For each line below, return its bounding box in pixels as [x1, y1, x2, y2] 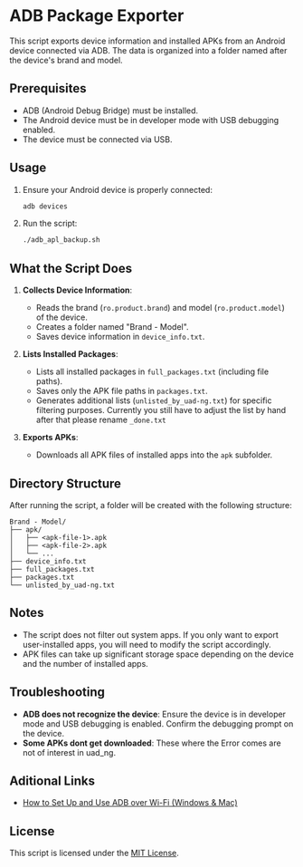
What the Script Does [9, 260, 133, 276]
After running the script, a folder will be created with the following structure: [9, 499, 292, 510]
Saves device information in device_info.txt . [35, 332, 205, 342]
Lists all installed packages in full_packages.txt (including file [35, 366, 270, 377]
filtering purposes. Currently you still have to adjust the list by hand [35, 405, 287, 416]
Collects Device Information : [22, 284, 133, 295]
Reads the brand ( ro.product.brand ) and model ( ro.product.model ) [35, 303, 285, 313]
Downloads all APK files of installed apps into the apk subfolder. [35, 449, 273, 460]
